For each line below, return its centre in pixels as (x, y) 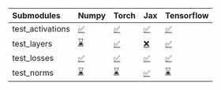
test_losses (33, 58)
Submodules (36, 15)
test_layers (32, 43)
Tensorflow (187, 15)
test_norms (33, 73)
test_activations (41, 29)
